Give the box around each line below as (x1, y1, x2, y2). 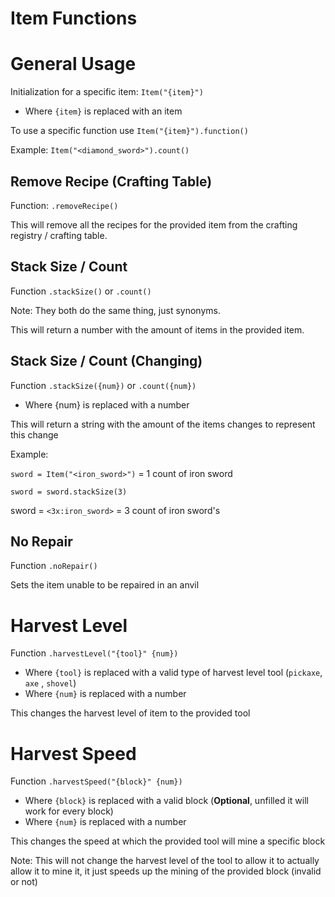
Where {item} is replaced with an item (24, 105, 183, 117)
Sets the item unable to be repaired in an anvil (10, 579, 200, 591)
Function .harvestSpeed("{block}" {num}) (10, 775, 183, 787)
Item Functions (10, 7, 138, 30)
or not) (10, 876, 38, 888)
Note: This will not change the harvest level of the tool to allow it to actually (10, 855, 320, 867)
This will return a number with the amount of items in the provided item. (10, 323, 305, 336)
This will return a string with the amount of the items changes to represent (10, 418, 316, 430)
